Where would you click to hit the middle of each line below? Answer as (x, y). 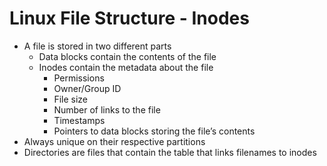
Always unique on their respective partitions (114, 141)
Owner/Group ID (87, 88)
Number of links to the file (107, 109)
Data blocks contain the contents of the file (127, 56)
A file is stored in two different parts (97, 46)
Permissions (79, 78)
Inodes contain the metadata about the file (126, 67)
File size (71, 99)
